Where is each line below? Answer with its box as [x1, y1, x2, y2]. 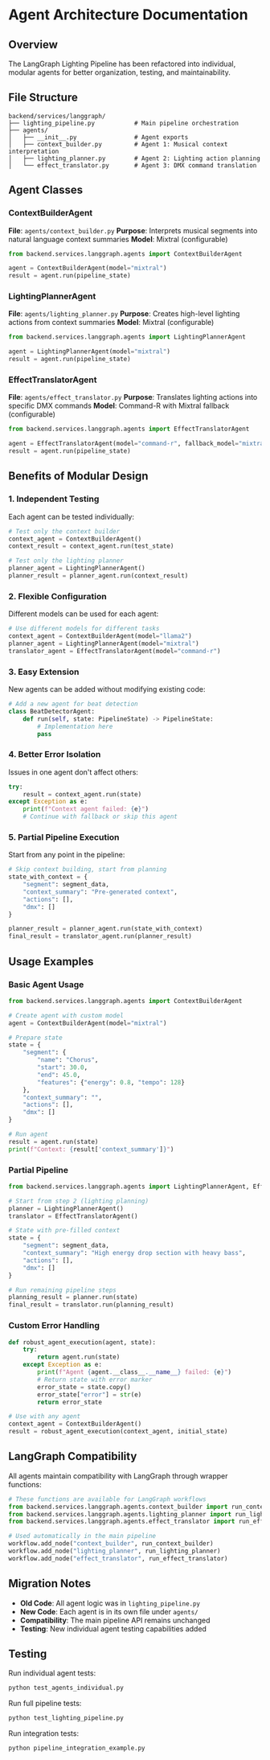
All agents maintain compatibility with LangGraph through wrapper [8, 1470, 228, 1481]
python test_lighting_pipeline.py [8, 1714, 125, 1722]
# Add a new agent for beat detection [8, 700, 138, 708]
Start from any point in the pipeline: [8, 850, 125, 860]
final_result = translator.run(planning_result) [8, 1301, 174, 1309]
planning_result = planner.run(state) [8, 1293, 138, 1301]
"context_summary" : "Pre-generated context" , [22, 887, 178, 896]
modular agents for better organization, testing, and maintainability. [8, 68, 231, 77]
